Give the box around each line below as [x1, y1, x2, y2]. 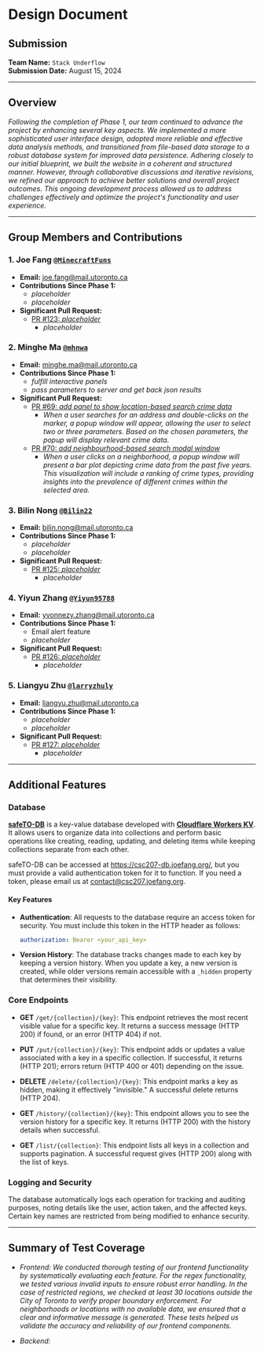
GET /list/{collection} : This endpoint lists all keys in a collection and [19, 1140, 250, 1150]
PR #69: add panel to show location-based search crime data [31, 401, 233, 411]
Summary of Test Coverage [8, 1241, 145, 1255]
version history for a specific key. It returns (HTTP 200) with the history [19, 1117, 251, 1126]
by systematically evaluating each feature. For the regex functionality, [19, 1270, 247, 1280]
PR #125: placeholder [31, 565, 101, 574]
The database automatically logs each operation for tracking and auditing [8, 1195, 246, 1204]
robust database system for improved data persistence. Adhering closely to [8, 150, 254, 160]
